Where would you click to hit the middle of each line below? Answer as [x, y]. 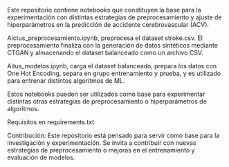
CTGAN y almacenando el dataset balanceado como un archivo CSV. [105, 52]
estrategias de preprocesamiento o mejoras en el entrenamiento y [101, 150]
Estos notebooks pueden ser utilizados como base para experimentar [106, 94]
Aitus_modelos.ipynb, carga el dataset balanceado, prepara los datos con [112, 66]
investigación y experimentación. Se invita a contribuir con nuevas [102, 143]
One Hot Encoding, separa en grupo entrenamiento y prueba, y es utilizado [114, 73]
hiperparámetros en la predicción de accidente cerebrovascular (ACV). [108, 24]
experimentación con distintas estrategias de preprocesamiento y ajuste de [115, 17]
